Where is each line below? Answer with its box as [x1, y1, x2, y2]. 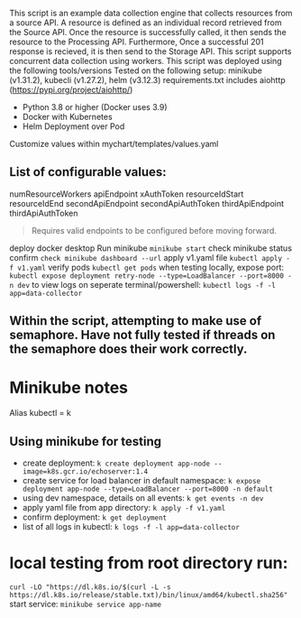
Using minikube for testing [9, 433, 162, 449]
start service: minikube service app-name [9, 598, 162, 609]
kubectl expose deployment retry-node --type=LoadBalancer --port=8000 [9, 271, 284, 281]
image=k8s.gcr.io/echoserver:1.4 [22, 466, 149, 476]
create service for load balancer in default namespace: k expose [22, 475, 261, 485]
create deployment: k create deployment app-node [22, 457, 210, 468]
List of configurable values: [9, 164, 167, 180]
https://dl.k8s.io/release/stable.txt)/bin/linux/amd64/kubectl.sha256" [9, 590, 288, 599]
